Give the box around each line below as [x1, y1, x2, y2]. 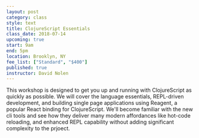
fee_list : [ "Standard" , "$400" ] [6, 59, 87, 65]
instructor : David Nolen [6, 70, 69, 76]
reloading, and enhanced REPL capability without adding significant [6, 118, 174, 126]
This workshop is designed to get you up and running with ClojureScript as [6, 86, 192, 94]
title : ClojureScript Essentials [6, 25, 90, 32]
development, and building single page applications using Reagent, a [6, 100, 178, 107]
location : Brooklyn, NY [6, 53, 66, 59]
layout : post [6, 8, 39, 15]
